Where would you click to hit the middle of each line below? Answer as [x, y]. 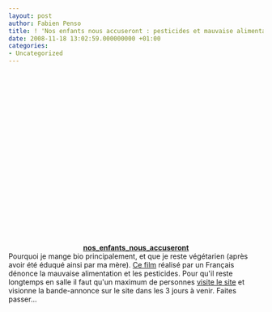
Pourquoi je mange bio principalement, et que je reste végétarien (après [128, 256]
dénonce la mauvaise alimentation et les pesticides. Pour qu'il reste [121, 273]
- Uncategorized [36, 53]
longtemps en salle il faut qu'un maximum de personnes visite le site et [127, 282]
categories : [28, 46]
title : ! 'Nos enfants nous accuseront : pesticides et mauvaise [121, 31]
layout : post [30, 16]
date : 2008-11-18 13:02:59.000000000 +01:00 [85, 38]
